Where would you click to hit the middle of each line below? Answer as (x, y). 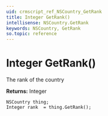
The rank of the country (35, 80)
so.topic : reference (32, 34)
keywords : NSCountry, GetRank (44, 28)
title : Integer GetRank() (38, 17)
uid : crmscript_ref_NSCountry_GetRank (54, 12)
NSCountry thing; (28, 102)
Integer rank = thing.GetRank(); (49, 108)
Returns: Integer (26, 91)
